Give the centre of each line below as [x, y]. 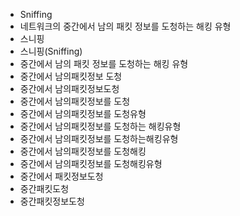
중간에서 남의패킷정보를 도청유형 [83, 113]
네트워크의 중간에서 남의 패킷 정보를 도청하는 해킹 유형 [125, 26]
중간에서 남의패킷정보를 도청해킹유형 [91, 163]
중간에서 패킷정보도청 [61, 176]
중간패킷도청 [44, 188]
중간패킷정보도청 [52, 201]
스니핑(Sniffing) [51, 51]
